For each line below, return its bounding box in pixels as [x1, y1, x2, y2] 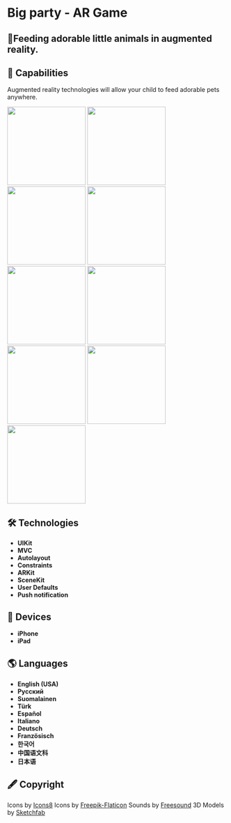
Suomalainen [17, 694, 57, 703]
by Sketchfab [7, 808, 45, 816]
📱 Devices [7, 611, 51, 622]
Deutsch [17, 724, 43, 732]
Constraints [17, 561, 53, 570]
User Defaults [17, 583, 58, 592]
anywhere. [7, 93, 38, 102]
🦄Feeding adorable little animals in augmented [7, 33, 212, 45]
